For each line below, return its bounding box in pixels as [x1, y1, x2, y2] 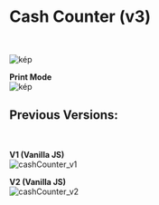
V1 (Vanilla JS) [9, 149, 65, 160]
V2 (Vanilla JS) [9, 176, 66, 187]
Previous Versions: [9, 107, 119, 123]
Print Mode [9, 71, 52, 83]
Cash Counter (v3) [9, 6, 152, 27]
